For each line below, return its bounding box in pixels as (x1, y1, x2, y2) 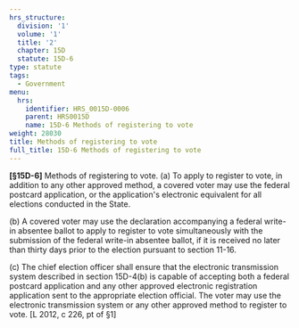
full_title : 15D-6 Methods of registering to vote (9, 145, 202, 154)
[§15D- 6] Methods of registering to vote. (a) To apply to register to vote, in (9, 170, 283, 181)
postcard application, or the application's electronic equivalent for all (9, 189, 262, 200)
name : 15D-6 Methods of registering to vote (25, 121, 194, 130)
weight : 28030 (9, 129, 62, 138)
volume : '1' (17, 29, 62, 38)
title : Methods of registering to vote (9, 137, 158, 146)
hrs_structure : (9, 12, 66, 22)
